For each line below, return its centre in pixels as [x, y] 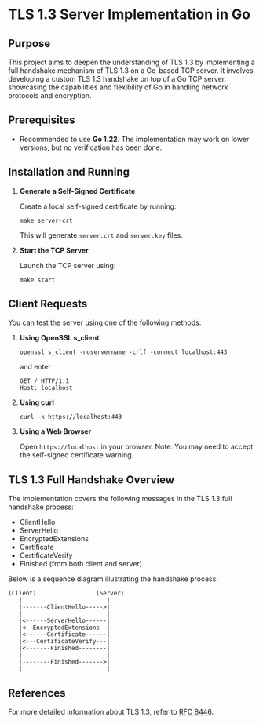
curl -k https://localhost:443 [71, 417]
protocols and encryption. [50, 95]
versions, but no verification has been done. [91, 147]
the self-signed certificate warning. [77, 455]
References [37, 693]
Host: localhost [46, 388]
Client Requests [48, 304]
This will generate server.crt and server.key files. [101, 235]
